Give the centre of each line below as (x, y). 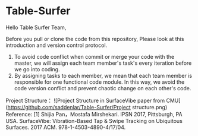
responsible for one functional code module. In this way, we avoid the (99, 82)
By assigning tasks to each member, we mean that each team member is (103, 75)
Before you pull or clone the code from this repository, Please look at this (95, 39)
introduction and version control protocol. (56, 45)
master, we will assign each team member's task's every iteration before (103, 63)
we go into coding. (37, 69)
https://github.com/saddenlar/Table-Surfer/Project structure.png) (87, 107)
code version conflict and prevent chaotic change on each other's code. (103, 88)
